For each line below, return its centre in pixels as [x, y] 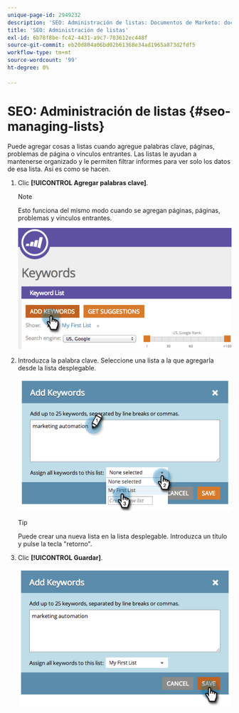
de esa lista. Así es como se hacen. [59, 169]
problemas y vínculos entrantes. [65, 218]
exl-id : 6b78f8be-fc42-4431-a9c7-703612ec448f [78, 38]
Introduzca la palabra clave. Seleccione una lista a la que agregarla [116, 360]
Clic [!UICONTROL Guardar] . [60, 557]
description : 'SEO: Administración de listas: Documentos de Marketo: [114, 22]
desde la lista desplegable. [57, 368]
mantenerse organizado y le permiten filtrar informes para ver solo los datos [119, 161]
